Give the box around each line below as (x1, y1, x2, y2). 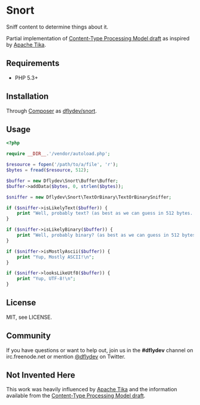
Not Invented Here (6, 370, 76, 381)
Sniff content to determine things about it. (6, 23, 109, 30)
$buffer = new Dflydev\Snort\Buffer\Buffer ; (6, 178, 118, 184)
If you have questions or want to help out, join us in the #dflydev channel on (6, 346, 193, 354)
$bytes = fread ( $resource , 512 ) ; (6, 167, 89, 173)
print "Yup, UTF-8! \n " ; (17, 276, 76, 282)
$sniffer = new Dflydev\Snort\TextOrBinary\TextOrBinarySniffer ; (6, 194, 171, 200)
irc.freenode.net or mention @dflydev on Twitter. (6, 353, 126, 360)
